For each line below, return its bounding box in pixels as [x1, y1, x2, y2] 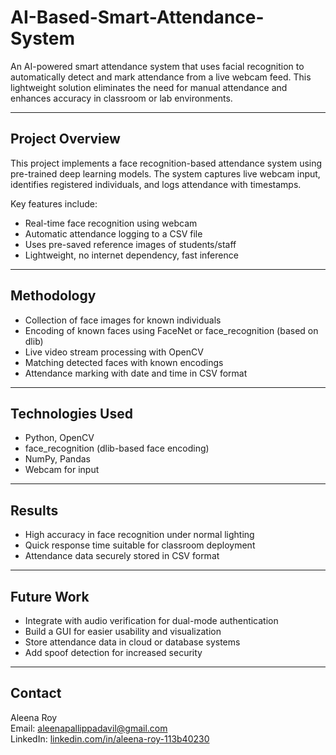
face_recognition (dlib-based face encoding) [24, 442, 210, 455]
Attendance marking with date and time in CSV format [24, 367, 248, 379]
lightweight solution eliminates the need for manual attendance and [10, 81, 288, 93]
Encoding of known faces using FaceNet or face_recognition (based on [24, 324, 319, 336]
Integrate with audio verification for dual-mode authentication [24, 615, 279, 626]
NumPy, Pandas [24, 453, 91, 465]
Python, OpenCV [24, 432, 95, 444]
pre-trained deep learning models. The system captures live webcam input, [10, 167, 321, 180]
